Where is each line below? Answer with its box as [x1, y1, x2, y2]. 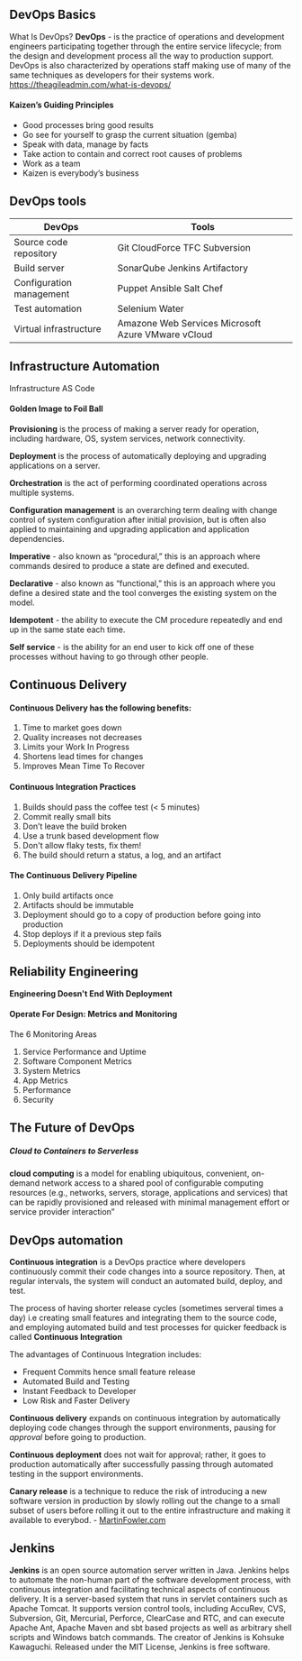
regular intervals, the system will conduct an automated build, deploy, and [9, 1276, 283, 1287]
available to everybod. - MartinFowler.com [9, 1515, 166, 1526]
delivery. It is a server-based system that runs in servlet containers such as [9, 1593, 288, 1604]
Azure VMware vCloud [117, 328, 213, 341]
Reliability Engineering [9, 964, 139, 979]
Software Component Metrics [22, 1055, 132, 1067]
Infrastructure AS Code [9, 382, 95, 393]
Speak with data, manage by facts [22, 139, 149, 150]
